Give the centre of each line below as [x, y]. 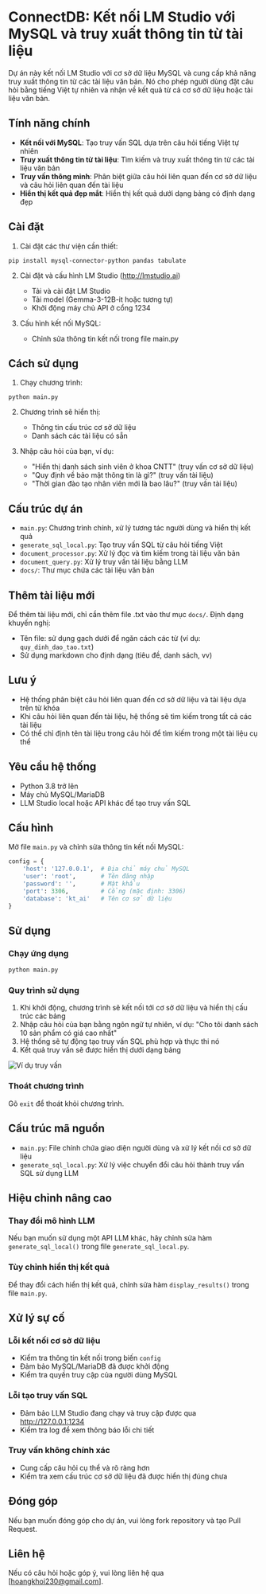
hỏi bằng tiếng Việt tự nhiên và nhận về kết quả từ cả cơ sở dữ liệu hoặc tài [131, 90]
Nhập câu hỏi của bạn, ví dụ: [67, 451]
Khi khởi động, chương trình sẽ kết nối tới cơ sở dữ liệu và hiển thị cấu [133, 1008]
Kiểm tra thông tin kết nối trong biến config [90, 1358]
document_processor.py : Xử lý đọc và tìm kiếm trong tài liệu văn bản [130, 553]
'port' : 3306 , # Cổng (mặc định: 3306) [104, 891]
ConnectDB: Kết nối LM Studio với [122, 17]
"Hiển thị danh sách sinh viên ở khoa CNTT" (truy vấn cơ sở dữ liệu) [143, 467]
